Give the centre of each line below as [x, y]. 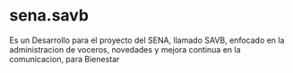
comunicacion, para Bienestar [65, 59]
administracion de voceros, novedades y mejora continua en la [125, 49]
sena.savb [49, 16]
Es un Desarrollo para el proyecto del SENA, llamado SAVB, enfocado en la [147, 40]
